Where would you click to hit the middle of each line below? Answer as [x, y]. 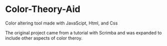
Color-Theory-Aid [43, 9]
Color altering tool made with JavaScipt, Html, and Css [61, 23]
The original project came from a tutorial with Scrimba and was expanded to [83, 32]
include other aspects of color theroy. [44, 38]
